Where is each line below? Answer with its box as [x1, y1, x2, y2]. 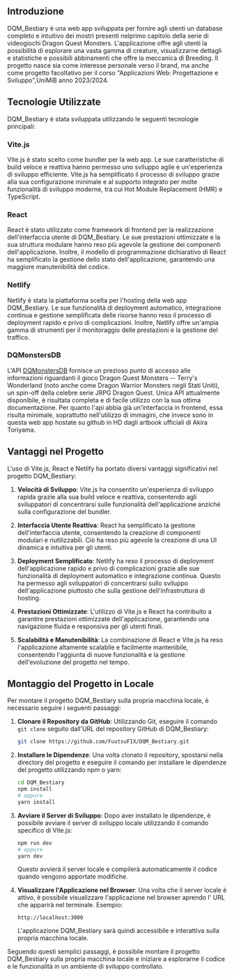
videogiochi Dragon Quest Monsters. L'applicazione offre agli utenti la [7, 38, 208, 47]
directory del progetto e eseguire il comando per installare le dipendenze [17, 758, 227, 766]
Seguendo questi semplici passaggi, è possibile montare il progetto [7, 948, 201, 956]
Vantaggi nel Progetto [7, 446, 104, 457]
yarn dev [17, 852, 43, 860]
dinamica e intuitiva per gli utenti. [17, 543, 113, 552]
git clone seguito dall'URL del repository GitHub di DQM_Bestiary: [17, 725, 209, 733]
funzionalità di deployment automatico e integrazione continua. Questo [17, 571, 221, 580]
